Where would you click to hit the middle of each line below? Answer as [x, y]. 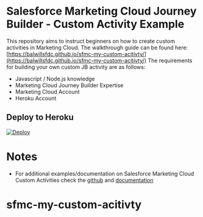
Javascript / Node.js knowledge [55, 79]
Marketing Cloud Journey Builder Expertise [69, 85]
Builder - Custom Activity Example [95, 24]
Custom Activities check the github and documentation [84, 180]
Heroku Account [36, 98]
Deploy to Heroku [40, 117]
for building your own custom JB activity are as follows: [76, 67]
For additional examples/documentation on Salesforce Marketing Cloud [105, 173]
